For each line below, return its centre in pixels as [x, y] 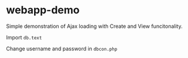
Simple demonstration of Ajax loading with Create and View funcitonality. [95, 26]
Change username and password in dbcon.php [62, 48]
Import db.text [24, 37]
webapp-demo [43, 10]
